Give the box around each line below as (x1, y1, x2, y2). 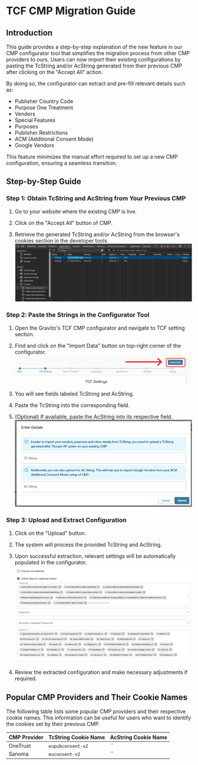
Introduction (6, 28, 53, 38)
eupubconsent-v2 (48, 743, 88, 749)
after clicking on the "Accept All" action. (6, 69, 103, 75)
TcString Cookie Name (48, 734, 105, 741)
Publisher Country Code (14, 98, 74, 105)
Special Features (14, 117, 56, 124)
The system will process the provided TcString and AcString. (14, 541, 162, 548)
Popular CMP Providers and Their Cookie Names (6, 692, 187, 702)
